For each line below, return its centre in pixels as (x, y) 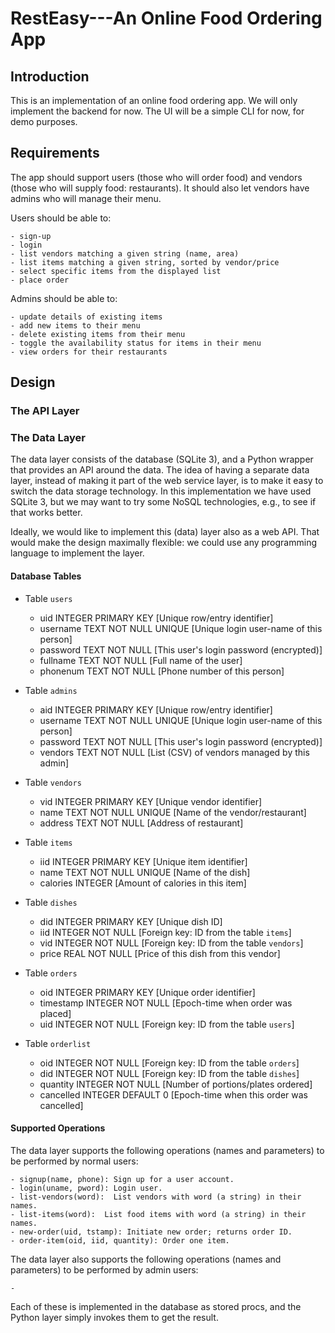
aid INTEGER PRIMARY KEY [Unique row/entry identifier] (156, 709)
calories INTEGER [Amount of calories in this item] (143, 883)
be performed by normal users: (74, 1161)
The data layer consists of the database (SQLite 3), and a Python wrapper (162, 459)
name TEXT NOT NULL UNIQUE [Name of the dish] (145, 872)
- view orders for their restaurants (89, 352)
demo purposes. (44, 121)
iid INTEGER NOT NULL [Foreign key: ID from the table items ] (165, 932)
